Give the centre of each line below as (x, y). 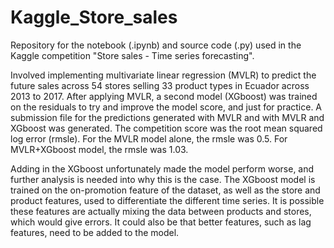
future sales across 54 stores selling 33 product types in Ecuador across (160, 85)
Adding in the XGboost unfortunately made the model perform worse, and (162, 168)
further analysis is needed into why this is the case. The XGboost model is (163, 179)
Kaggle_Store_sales (94, 17)
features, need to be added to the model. (95, 232)
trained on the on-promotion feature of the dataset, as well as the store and (165, 190)
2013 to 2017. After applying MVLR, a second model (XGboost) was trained (164, 96)
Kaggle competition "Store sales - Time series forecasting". (132, 55)
